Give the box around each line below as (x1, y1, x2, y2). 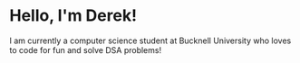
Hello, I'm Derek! (9, 5, 138, 26)
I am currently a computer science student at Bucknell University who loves (9, 35, 292, 46)
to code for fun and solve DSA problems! (9, 44, 161, 55)
